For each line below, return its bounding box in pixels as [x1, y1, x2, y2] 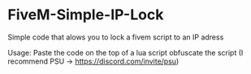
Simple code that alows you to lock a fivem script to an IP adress [7, 32, 224, 42]
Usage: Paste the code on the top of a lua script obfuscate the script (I [7, 47, 244, 57]
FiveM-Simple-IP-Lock [7, 6, 164, 24]
